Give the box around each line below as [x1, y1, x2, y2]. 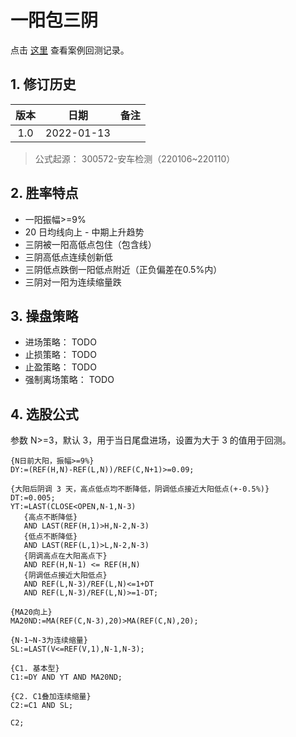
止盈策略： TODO [24, 361, 97, 373]
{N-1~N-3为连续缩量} [10, 636, 88, 646]
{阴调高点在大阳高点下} [23, 551, 108, 561]
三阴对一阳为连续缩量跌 [24, 276, 122, 288]
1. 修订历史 [10, 76, 77, 93]
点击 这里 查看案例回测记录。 [10, 44, 130, 56]
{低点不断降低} [23, 532, 78, 542]
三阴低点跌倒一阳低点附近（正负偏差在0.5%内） [24, 263, 223, 275]
